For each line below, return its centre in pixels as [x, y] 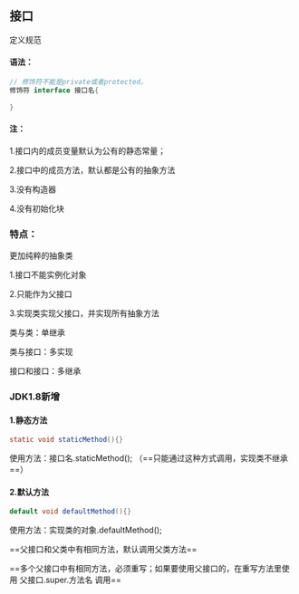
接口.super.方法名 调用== [74, 580]
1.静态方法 [29, 420]
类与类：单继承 [37, 332]
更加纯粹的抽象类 [41, 255]
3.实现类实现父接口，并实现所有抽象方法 [85, 313]
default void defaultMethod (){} [70, 512]
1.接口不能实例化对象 [48, 275]
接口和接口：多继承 [45, 371]
